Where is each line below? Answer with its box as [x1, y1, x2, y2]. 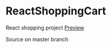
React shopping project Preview [5, 24, 84, 31]
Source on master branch [5, 35, 68, 43]
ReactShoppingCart [5, 4, 107, 18]
